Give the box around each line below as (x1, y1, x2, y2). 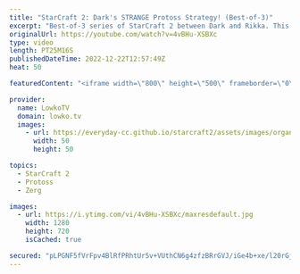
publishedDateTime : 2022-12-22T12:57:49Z (9, 54, 166, 63)
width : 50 (32, 137, 70, 145)
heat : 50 (9, 63, 42, 72)
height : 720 (25, 227, 70, 237)
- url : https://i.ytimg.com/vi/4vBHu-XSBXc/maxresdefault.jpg (17, 211, 254, 220)
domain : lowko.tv (17, 112, 82, 120)
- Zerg (17, 186, 42, 195)
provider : (9, 95, 46, 104)
